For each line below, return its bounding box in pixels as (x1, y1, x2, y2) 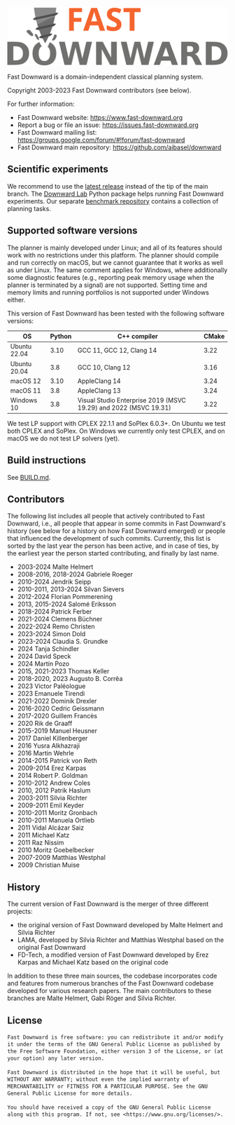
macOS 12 (10, 377, 41, 385)
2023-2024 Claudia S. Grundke (17, 638, 108, 646)
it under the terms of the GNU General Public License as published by (7, 1041, 220, 1048)
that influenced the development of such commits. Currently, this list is (7, 534, 211, 543)
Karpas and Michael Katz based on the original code (17, 958, 169, 966)
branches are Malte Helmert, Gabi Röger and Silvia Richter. (7, 994, 177, 1002)
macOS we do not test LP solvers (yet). (7, 434, 120, 443)
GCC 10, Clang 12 (77, 363, 131, 372)
